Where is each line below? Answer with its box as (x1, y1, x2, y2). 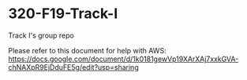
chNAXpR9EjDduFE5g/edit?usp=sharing (8, 62, 140, 71)
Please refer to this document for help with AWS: (8, 45, 167, 55)
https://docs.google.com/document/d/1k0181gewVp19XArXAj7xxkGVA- (8, 54, 239, 64)
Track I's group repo (8, 31, 75, 40)
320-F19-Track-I (8, 5, 118, 23)
